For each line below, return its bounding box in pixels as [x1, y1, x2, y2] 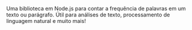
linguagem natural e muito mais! [6, 18, 86, 24]
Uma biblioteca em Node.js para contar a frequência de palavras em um [6, 5, 186, 12]
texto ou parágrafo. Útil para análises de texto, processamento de [6, 11, 170, 18]
